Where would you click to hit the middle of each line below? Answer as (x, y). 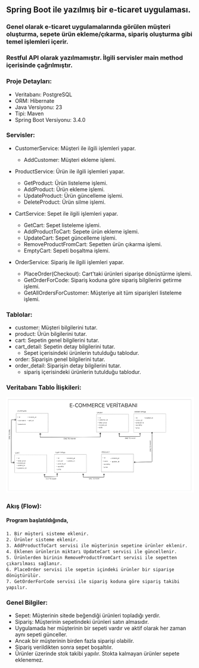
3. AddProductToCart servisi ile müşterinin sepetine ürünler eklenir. (97, 546)
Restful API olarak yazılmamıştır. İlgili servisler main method (95, 58)
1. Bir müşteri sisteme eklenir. (48, 534)
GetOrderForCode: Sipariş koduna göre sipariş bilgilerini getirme (102, 280)
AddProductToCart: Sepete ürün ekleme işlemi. (81, 231)
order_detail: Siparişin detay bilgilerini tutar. (68, 366)
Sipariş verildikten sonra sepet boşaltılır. (64, 647)
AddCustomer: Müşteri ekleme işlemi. (70, 160)
